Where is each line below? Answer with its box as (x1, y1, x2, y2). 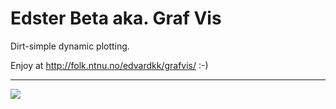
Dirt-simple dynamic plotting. (10, 40, 130, 52)
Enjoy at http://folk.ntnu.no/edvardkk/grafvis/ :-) (10, 59, 209, 71)
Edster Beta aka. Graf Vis (10, 7, 222, 30)
